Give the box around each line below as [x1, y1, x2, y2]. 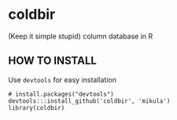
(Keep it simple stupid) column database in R [8, 31, 153, 41]
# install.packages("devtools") [8, 90, 114, 98]
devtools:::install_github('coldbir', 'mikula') [8, 96, 171, 105]
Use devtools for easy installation [8, 75, 116, 84]
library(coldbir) [8, 104, 65, 111]
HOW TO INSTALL [8, 54, 97, 67]
